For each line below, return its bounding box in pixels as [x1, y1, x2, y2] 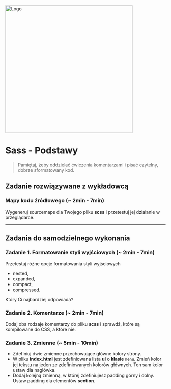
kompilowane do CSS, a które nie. [5, 326, 76, 332]
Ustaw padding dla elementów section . [12, 377, 96, 384]
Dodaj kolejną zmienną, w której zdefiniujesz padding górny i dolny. [12, 372, 154, 378]
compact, [12, 281, 33, 288]
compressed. [12, 287, 41, 293]
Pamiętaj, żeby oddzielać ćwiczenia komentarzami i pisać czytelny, [17, 162, 159, 168]
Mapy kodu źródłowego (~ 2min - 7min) [5, 197, 104, 204]
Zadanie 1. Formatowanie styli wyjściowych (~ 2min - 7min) [5, 249, 155, 256]
